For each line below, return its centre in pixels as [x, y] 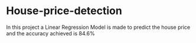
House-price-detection [64, 11]
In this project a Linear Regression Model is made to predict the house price [98, 27]
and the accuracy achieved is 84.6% [51, 33]
